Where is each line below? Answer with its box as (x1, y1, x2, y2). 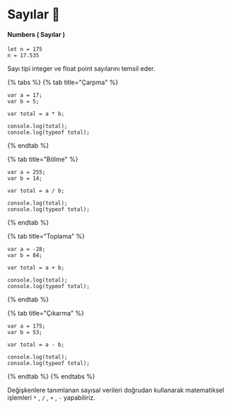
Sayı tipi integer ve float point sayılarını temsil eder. (7, 64, 155, 73)
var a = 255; (7, 169, 46, 176)
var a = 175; (7, 323, 46, 330)
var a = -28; (7, 246, 46, 253)
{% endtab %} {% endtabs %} (7, 372, 95, 381)
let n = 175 (7, 46, 42, 53)
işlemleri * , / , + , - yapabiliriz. (7, 393, 95, 402)
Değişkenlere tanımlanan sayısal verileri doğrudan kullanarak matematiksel (7, 386, 225, 395)
